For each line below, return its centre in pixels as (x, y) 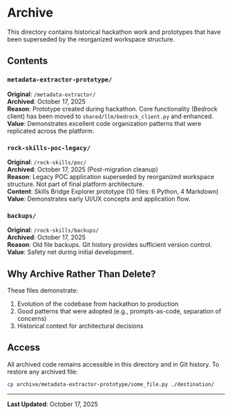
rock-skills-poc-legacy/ (49, 148)
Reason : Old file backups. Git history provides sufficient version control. (110, 245)
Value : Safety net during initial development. (70, 252)
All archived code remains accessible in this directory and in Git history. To (113, 364)
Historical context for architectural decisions (80, 326)
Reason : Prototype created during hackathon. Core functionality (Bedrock (112, 109)
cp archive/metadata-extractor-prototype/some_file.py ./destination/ (111, 384)
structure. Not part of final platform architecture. (76, 184)
